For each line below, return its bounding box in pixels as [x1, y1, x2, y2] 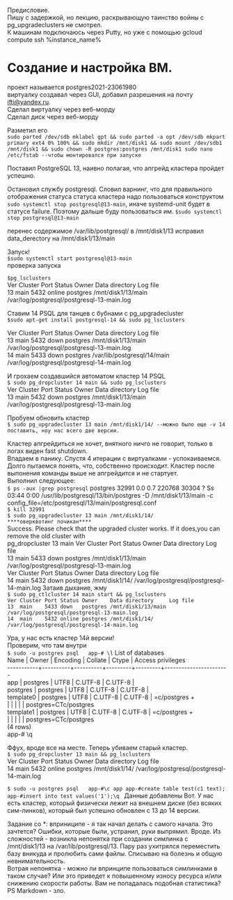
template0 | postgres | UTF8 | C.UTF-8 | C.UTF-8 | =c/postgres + [7, 693, 195, 701]
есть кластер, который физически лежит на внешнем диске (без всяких [7, 798, 222, 807]
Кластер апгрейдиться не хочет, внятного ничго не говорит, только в [7, 439, 214, 448]
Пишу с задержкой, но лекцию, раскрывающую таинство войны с [7, 13, 204, 22]
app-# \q [7, 730, 33, 738]
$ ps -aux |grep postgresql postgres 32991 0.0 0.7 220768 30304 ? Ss [7, 484, 214, 492]
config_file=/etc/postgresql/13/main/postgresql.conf [7, 498, 157, 507]
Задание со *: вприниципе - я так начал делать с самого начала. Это [7, 819, 214, 828]
